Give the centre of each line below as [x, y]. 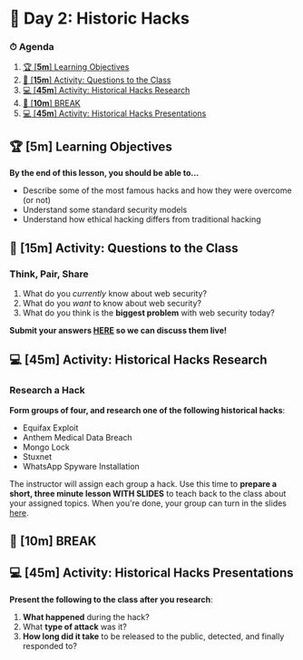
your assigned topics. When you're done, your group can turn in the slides [148, 503]
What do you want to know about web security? [112, 303]
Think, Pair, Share [49, 274]
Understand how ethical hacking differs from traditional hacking [142, 219]
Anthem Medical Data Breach [78, 437]
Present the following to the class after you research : [111, 599]
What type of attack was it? [74, 626]
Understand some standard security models [105, 210]
